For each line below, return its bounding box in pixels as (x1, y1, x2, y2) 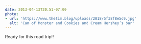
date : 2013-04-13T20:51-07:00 (5, 7, 67, 12)
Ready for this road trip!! (5, 34, 54, 40)
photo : (5, 12, 19, 16)
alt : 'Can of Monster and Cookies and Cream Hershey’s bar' (9, 20, 135, 26)
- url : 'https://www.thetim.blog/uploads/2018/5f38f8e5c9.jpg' (5, 16, 137, 21)
